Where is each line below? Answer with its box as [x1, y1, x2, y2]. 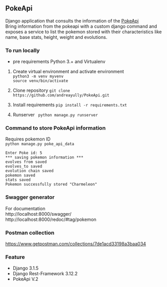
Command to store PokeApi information [5, 125, 106, 132]
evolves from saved [5, 159, 47, 165]
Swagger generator [5, 194, 55, 201]
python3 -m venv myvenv [12, 74, 64, 79]
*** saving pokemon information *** [5, 155, 83, 160]
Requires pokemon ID [5, 136, 51, 142]
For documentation [5, 205, 46, 212]
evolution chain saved [5, 169, 54, 174]
